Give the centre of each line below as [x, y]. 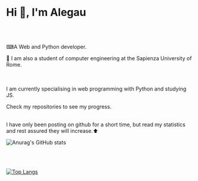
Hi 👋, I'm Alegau [46, 13]
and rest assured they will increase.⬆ [52, 130]
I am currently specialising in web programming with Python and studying [96, 89]
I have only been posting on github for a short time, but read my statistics [96, 124]
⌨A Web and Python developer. [46, 46]
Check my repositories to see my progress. [59, 107]
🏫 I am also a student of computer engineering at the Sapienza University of [99, 58]
